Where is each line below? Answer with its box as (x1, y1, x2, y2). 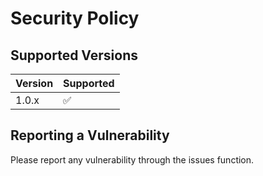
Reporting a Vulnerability (10, 127, 170, 144)
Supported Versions (10, 47, 138, 64)
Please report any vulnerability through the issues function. (10, 153, 255, 166)
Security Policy (10, 7, 140, 30)
